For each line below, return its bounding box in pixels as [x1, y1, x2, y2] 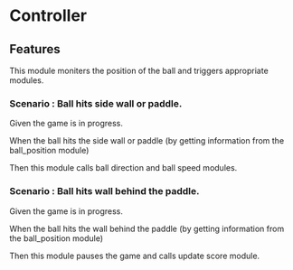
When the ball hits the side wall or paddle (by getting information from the [9, 135, 285, 146]
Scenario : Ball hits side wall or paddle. [9, 97, 183, 109]
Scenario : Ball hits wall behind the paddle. [9, 185, 200, 198]
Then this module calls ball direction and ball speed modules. [9, 163, 238, 173]
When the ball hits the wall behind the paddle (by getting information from [9, 223, 285, 234]
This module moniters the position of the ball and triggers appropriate [9, 65, 269, 76]
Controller [9, 5, 88, 26]
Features [9, 42, 61, 57]
